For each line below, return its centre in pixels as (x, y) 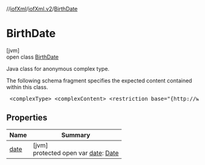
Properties (27, 118)
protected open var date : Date (76, 153)
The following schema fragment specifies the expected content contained (99, 80)
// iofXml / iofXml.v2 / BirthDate (42, 9)
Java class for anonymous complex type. (58, 68)
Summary (76, 135)
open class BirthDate (33, 57)
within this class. (27, 87)
